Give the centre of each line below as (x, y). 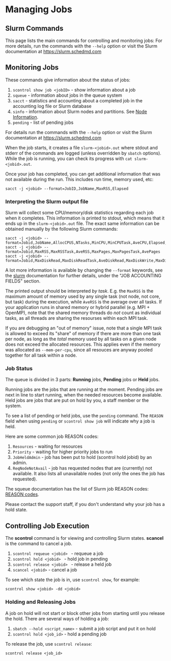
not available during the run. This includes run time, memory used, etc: (79, 179)
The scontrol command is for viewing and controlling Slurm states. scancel (84, 538)
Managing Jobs (39, 9)
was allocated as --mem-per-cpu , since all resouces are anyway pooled (79, 350)
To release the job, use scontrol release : (49, 644)
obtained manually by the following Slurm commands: (62, 229)
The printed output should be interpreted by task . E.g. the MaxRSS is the (79, 291)
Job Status (19, 368)
